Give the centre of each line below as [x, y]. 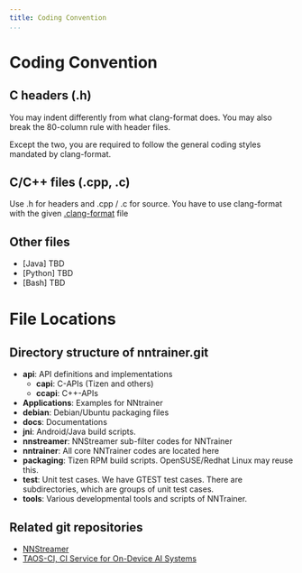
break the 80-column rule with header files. [90, 126]
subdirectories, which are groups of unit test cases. [118, 489]
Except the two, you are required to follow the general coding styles [135, 144]
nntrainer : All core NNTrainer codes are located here [120, 451]
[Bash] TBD [44, 283]
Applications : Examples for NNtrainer [93, 403]
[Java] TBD [43, 263]
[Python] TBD [48, 273]
